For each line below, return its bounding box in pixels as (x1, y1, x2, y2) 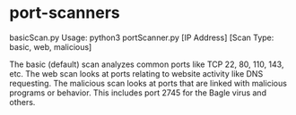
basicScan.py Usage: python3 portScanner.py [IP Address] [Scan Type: (9, 32, 274, 43)
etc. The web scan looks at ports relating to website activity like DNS (9, 68, 264, 78)
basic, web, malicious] (9, 41, 92, 52)
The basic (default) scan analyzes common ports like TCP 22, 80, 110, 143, (9, 59, 284, 70)
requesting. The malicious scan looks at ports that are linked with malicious (9, 78, 287, 88)
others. (9, 96, 36, 107)
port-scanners (9, 3, 120, 23)
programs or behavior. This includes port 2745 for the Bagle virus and (9, 87, 267, 98)
